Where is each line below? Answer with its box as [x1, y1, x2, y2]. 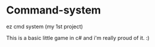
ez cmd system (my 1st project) [6, 23, 83, 30]
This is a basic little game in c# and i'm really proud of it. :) [6, 34, 150, 41]
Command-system [6, 4, 101, 17]
